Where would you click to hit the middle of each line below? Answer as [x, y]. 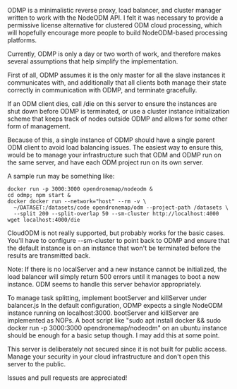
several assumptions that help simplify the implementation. [93, 61]
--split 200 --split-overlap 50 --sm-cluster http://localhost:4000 [116, 214]
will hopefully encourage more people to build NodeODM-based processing [117, 32]
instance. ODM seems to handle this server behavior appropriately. [105, 284]
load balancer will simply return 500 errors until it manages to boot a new [114, 277]
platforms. [22, 40]
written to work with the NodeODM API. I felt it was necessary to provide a [115, 18]
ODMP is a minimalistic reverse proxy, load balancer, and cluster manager [115, 10]
